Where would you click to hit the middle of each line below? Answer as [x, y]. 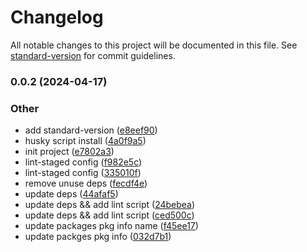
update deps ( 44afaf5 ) [71, 194]
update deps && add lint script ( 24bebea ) [110, 205]
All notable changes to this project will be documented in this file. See [154, 45]
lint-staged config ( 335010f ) [83, 173]
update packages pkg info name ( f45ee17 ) [111, 226]
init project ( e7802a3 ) [69, 152]
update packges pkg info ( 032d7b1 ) [98, 237]
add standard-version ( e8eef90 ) [91, 130]
